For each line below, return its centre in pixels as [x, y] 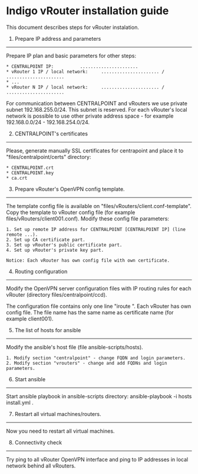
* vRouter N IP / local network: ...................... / [85, 87]
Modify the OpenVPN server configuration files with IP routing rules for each [99, 288]
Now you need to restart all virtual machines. [60, 431]
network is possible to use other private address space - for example [90, 116]
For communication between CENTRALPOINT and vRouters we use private [97, 103]
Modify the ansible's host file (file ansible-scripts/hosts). [75, 347]
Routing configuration [41, 271]
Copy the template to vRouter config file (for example [71, 212]
